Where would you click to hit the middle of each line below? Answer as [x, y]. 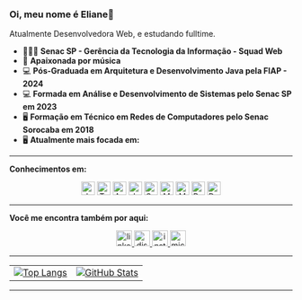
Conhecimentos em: [48, 169]
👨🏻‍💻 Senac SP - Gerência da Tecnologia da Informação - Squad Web [152, 51]
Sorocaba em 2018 [58, 130]
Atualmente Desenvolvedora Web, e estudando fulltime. [112, 34]
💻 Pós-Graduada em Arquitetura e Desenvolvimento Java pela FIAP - [155, 71]
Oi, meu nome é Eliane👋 [62, 14]
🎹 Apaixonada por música [71, 61]
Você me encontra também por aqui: [79, 218]
